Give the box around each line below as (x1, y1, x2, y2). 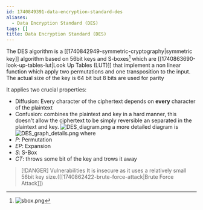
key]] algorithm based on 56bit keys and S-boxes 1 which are (6, 54, 157, 62)
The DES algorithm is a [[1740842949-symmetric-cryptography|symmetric (6, 48, 193, 55)
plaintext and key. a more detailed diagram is (14, 123, 179, 130)
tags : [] (6, 25, 28, 32)
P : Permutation (14, 136, 53, 143)
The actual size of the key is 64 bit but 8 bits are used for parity (6, 74, 164, 81)
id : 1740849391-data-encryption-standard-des (6, 8, 123, 15)
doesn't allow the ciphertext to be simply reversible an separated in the (14, 117, 192, 124)
